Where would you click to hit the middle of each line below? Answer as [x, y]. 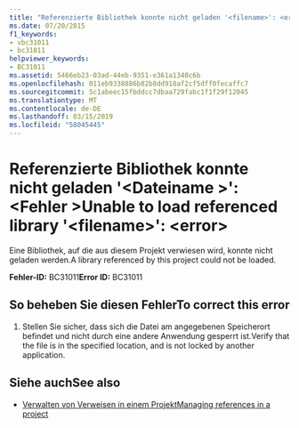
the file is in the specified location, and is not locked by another [138, 345]
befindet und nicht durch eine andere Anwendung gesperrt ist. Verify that [156, 335]
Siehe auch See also [65, 383]
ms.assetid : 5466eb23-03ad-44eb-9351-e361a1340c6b [105, 76]
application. [44, 355]
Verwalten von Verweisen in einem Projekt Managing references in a [146, 404]
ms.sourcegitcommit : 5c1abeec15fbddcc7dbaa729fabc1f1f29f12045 [129, 92]
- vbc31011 [29, 42]
